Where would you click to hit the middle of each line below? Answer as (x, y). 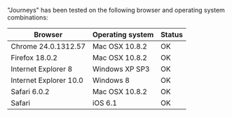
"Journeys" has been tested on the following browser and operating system (116, 10)
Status (172, 34)
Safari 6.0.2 (30, 92)
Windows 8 (111, 80)
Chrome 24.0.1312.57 (48, 46)
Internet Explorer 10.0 (47, 80)
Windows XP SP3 (121, 69)
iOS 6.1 (105, 103)
